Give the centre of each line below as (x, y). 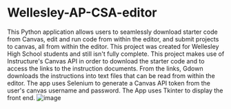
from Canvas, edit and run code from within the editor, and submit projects (113, 39)
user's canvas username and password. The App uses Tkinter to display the (115, 90)
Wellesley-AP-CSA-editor (82, 13)
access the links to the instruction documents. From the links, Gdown (105, 68)
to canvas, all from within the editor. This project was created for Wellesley (113, 46)
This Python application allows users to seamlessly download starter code (113, 32)
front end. (21, 97)
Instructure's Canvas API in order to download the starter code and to (106, 61)
